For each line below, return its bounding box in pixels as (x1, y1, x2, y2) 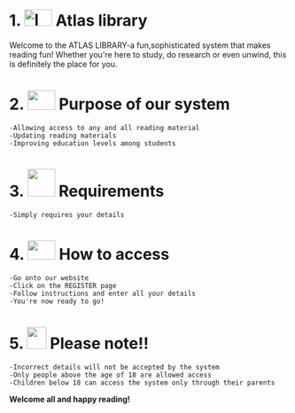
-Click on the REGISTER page (9, 281, 117, 290)
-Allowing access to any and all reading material (9, 123, 200, 132)
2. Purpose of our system (9, 94, 230, 114)
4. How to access (9, 245, 170, 264)
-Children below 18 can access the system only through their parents (9, 378, 276, 387)
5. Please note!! (9, 333, 149, 354)
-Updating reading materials (9, 131, 117, 140)
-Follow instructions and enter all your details (9, 289, 197, 298)
